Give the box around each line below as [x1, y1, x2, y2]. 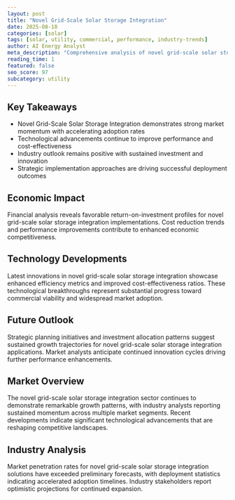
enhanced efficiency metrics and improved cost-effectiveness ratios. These [7, 279, 226, 287]
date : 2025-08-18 [7, 23, 58, 30]
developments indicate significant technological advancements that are [7, 416, 213, 424]
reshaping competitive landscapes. [7, 424, 108, 432]
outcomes [17, 172, 47, 180]
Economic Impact [7, 192, 85, 203]
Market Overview [7, 376, 85, 387]
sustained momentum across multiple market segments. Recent [7, 408, 191, 417]
